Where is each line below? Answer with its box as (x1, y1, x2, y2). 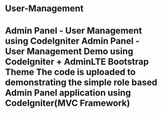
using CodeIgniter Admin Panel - (5, 36, 140, 47)
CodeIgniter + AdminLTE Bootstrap (5, 56, 149, 67)
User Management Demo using (5, 46, 133, 57)
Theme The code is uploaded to (5, 67, 136, 78)
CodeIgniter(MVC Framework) (5, 98, 130, 109)
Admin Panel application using (5, 87, 131, 98)
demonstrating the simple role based (5, 77, 158, 88)
